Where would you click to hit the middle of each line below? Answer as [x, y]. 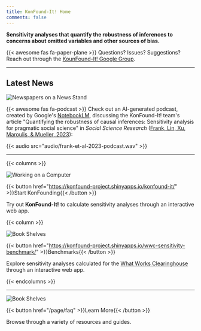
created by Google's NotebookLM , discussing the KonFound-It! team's [93, 116]
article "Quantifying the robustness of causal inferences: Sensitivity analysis [100, 122]
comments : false [26, 17]
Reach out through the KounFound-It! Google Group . [71, 59]
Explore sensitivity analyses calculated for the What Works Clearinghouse [97, 263]
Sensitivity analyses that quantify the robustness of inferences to [90, 34]
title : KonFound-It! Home [38, 12]
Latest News [30, 83]
